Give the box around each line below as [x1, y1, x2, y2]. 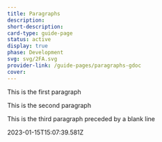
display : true [7, 42, 49, 49]
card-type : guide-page [7, 29, 73, 37]
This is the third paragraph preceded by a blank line [7, 114, 155, 123]
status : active [7, 36, 51, 43]
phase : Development [7, 49, 64, 56]
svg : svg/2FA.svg [7, 56, 58, 63]
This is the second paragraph [7, 101, 92, 109]
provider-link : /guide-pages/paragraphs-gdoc [7, 62, 141, 69]
